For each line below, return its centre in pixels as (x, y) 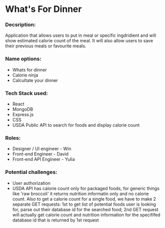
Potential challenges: (31, 172)
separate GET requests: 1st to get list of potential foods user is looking (84, 204)
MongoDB (23, 109)
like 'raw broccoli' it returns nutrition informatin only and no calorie (81, 193)
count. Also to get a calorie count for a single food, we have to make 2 (84, 199)
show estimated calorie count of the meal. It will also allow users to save (79, 41)
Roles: (13, 138)
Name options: (23, 59)
